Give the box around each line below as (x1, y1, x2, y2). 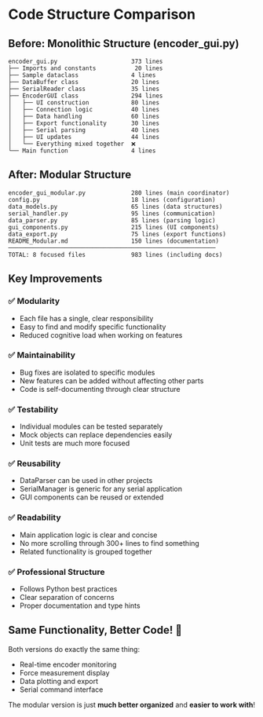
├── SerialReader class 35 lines (8, 85, 159, 93)
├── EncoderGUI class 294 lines (8, 92, 163, 100)
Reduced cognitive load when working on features (19, 330, 183, 339)
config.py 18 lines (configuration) (8, 196, 216, 203)
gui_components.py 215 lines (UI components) (8, 223, 220, 231)
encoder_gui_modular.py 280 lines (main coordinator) (8, 188, 230, 197)
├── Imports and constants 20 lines (8, 64, 163, 72)
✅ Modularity (8, 296, 60, 307)
